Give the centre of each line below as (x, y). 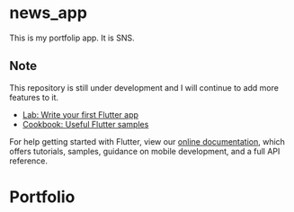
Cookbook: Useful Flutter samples (85, 124)
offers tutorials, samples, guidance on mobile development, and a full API (145, 151)
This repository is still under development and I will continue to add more (144, 87)
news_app (49, 13)
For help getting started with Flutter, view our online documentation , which (147, 141)
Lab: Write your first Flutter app (80, 114)
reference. (28, 161)
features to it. (34, 97)
